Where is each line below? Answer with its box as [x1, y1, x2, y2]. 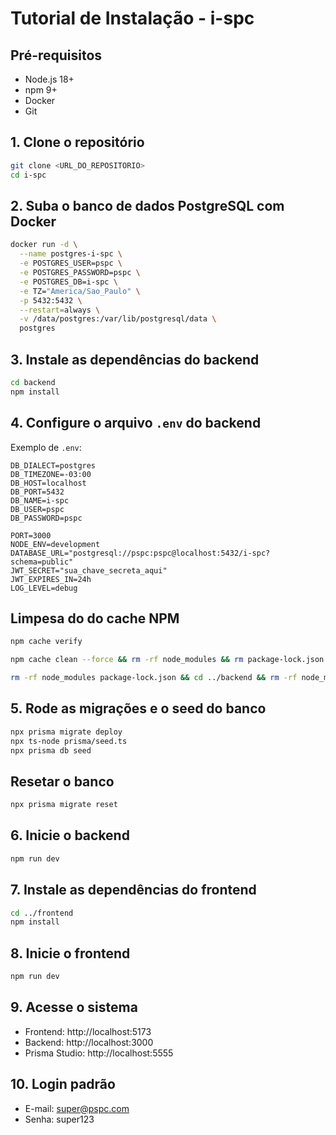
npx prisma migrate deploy [10, 727, 123, 737]
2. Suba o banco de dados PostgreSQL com [10, 197, 285, 214]
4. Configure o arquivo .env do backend [10, 415, 262, 432]
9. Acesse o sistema [10, 999, 138, 1016]
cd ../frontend [10, 908, 74, 918]
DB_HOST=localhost [10, 478, 87, 488]
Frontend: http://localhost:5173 [24, 1025, 152, 1037]
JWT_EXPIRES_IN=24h [10, 574, 92, 584]
